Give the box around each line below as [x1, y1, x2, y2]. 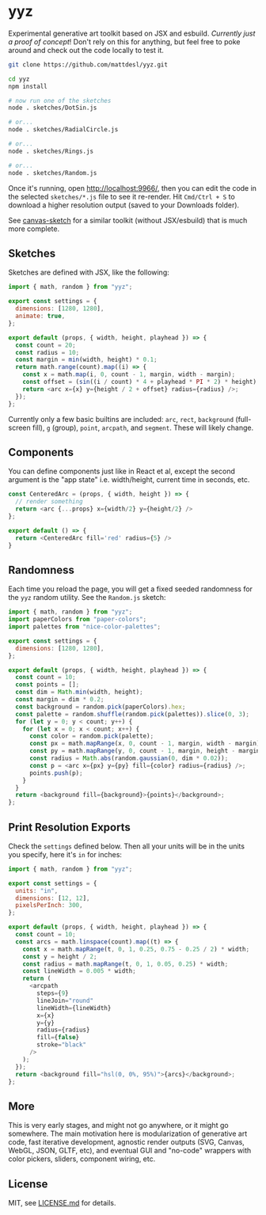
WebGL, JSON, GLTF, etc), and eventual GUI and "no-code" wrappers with [8, 1146, 252, 1156]
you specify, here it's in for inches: [8, 849, 123, 859]
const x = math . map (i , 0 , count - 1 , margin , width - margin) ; [22, 370, 236, 378]
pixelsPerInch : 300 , [15, 902, 83, 909]
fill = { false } [36, 1034, 80, 1042]
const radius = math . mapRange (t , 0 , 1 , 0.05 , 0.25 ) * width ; [22, 960, 229, 968]
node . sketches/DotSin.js [8, 104, 97, 112]
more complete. [8, 224, 60, 234]
